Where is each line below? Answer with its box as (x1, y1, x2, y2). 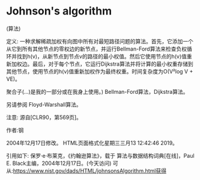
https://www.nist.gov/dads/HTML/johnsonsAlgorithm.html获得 (13, 167, 167, 174)
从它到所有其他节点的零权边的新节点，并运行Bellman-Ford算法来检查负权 (6, 45, 187, 52)
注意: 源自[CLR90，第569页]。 (6, 113, 82, 121)
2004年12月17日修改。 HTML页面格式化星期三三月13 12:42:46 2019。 (6, 139, 178, 146)
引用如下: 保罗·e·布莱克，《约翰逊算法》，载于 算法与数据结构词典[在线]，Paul (6, 152, 195, 159)
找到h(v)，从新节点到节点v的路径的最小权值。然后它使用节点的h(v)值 (16, 52, 187, 60)
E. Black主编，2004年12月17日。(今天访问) (6, 160, 112, 167)
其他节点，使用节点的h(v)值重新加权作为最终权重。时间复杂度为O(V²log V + (6, 67, 193, 75)
